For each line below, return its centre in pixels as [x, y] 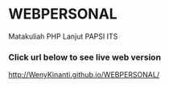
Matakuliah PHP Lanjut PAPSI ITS [63, 36]
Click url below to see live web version [85, 57]
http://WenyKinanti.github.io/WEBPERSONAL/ [84, 75]
